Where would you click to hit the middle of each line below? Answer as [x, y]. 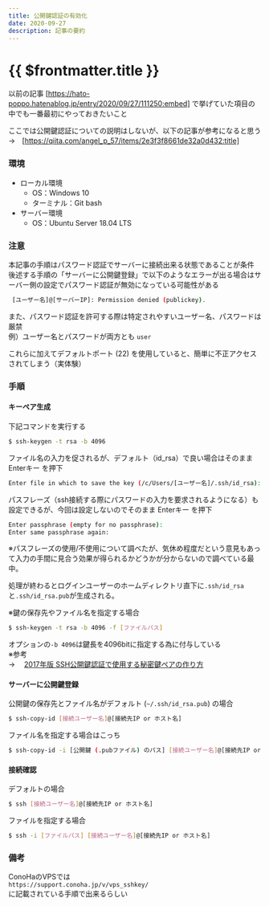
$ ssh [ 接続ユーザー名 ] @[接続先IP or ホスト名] [81, 804]
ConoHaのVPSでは [39, 877]
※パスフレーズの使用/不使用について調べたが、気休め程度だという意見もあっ [134, 549]
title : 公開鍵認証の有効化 [48, 16]
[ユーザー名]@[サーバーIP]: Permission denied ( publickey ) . [109, 300]
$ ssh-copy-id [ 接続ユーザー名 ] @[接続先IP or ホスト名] [95, 719]
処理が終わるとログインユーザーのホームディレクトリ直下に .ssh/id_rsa [126, 586]
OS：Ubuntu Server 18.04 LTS [82, 222]
